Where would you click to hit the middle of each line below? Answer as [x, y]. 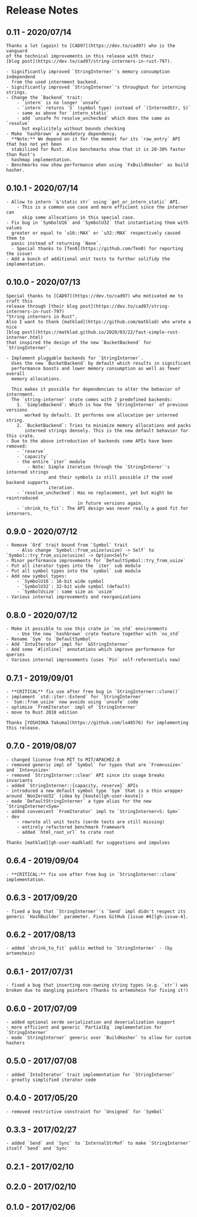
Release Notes [42, 10]
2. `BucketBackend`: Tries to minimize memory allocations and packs [104, 425]
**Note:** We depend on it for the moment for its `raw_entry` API [96, 139]
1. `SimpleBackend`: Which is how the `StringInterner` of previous [103, 404]
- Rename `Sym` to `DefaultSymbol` [50, 639]
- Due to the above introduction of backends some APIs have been [89, 441]
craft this [19, 301]
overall [16, 374]
